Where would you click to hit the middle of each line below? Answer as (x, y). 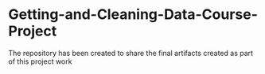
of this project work (40, 61)
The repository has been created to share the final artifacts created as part (131, 53)
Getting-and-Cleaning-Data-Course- (133, 15)
